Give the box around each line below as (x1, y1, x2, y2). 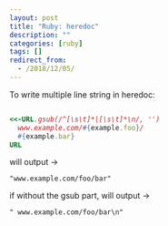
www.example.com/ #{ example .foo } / (17, 123, 144, 132)
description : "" (9, 30, 71, 39)
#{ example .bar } (17, 131, 75, 141)
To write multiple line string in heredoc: (9, 88, 156, 100)
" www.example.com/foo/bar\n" (9, 208, 124, 217)
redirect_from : (9, 56, 67, 65)
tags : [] (9, 47, 43, 56)
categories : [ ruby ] (9, 38, 84, 48)
